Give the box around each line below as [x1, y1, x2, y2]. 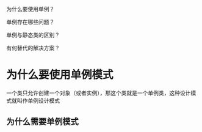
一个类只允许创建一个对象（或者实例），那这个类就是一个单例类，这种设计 [6, 89, 191, 97]
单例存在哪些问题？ [6, 18, 55, 26]
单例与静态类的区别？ [6, 31, 60, 38]
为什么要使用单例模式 [6, 68, 114, 82]
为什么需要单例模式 [6, 117, 79, 127]
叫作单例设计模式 [16, 97, 60, 104]
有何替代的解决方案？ [6, 45, 60, 51]
